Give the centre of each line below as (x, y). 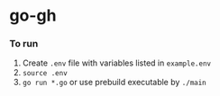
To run (24, 44)
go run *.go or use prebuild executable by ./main (115, 83)
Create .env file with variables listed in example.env (117, 63)
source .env (45, 74)
